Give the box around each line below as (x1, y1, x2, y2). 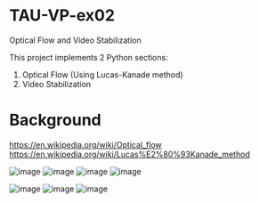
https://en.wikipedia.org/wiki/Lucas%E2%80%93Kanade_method (9, 149, 251, 159)
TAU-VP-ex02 (9, 5, 116, 26)
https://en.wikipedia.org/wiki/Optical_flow (9, 139, 162, 150)
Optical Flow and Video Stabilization (9, 35, 142, 45)
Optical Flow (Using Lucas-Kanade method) (21, 69, 184, 80)
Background (9, 110, 102, 130)
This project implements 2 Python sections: (9, 52, 168, 62)
